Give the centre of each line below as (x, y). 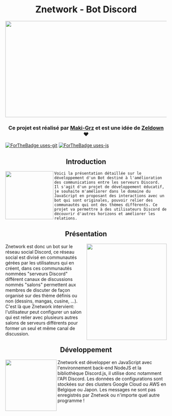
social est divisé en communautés (41, 257)
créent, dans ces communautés (39, 268)
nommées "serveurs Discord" (37, 274)
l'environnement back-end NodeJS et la (100, 368)
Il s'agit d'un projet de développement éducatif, (110, 187)
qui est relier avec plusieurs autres (42, 317)
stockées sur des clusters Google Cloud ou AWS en (112, 384)
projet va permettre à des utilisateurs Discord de (111, 210)
